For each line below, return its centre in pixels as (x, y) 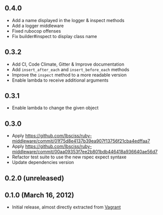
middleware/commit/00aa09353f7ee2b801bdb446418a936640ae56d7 (85, 152)
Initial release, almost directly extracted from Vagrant (66, 207)
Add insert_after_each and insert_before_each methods (71, 69)
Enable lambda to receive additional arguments (60, 80)
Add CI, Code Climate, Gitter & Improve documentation (68, 64)
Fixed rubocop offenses (36, 31)
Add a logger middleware (38, 26)
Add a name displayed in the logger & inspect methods (68, 20)
